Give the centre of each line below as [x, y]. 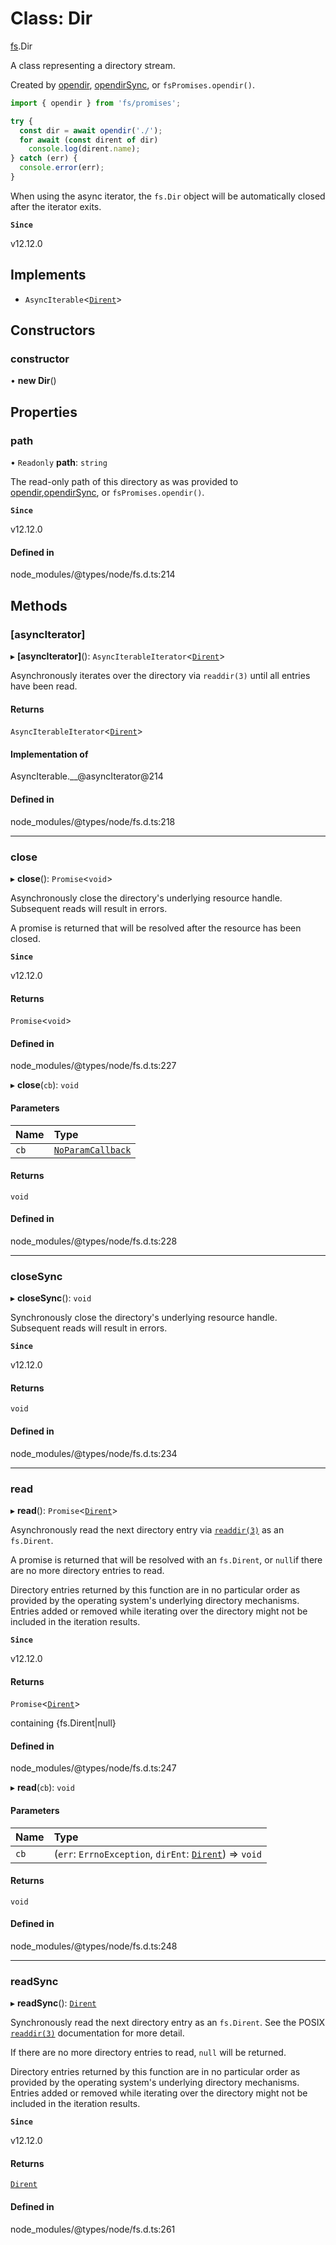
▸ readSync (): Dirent [53, 2003]
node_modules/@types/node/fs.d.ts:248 [94, 1946]
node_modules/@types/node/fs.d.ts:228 [94, 1241]
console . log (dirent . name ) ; [84, 149]
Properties [44, 412]
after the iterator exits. [56, 206]
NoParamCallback [92, 1150]
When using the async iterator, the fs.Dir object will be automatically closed [168, 196]
